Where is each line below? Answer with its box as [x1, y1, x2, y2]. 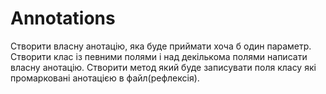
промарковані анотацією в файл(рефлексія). [10, 72, 200, 84]
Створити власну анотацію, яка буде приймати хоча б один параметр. [10, 40, 312, 52]
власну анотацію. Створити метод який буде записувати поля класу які [10, 61, 317, 73]
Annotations [10, 7, 116, 30]
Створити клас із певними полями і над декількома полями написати [10, 50, 308, 62]
